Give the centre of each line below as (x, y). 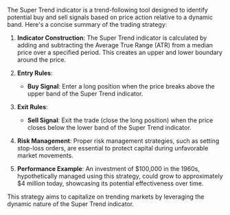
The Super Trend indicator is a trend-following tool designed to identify (107, 10)
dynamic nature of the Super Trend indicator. (71, 204)
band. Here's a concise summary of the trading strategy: (87, 24)
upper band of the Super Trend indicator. (85, 93)
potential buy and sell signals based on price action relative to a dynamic (110, 17)
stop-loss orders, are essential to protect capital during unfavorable (113, 148)
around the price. (42, 60)
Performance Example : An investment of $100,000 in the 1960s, (108, 169)
